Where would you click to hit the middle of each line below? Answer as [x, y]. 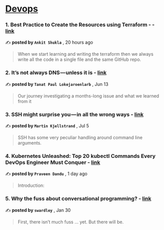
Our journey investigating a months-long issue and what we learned [88, 96]
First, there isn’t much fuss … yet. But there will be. [71, 222]
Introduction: [31, 185]
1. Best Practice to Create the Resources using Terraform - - [80, 25]
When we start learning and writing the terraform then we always [85, 54]
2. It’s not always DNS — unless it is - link [56, 73]
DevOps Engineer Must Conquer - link [53, 162]
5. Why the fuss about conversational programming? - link [78, 199]
